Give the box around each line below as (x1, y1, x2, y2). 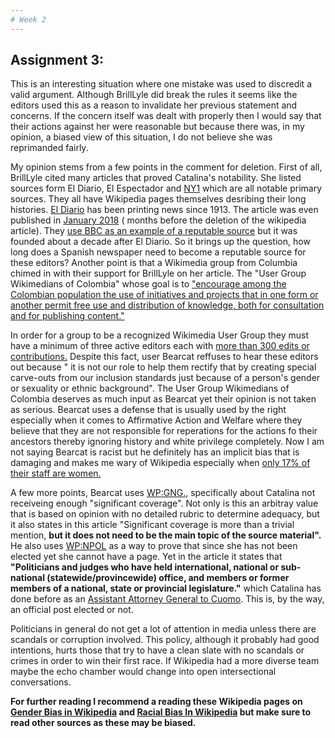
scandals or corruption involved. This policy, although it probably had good (10, 634, 320, 646)
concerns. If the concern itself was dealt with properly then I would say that (10, 110, 322, 122)
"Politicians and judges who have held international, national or (10, 561, 280, 573)
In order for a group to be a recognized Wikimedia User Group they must (10, 329, 309, 341)
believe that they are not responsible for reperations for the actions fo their (10, 425, 318, 437)
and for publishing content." (10, 310, 125, 322)
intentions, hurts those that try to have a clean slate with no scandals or (10, 644, 305, 656)
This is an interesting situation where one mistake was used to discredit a (10, 78, 312, 90)
